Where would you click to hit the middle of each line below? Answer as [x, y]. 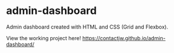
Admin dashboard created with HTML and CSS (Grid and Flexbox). [87, 27]
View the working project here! [44, 38]
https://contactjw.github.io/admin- [124, 38]
